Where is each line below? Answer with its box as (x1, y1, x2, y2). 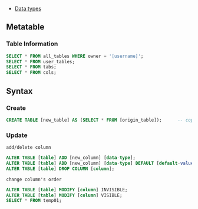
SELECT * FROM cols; (6, 70, 57, 76)
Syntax (6, 86, 33, 96)
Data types (14, 5, 42, 12)
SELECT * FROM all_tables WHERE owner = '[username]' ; (6, 53, 144, 59)
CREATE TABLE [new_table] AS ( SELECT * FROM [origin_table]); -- (6, 117, 183, 123)
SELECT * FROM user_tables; (6, 58, 75, 64)
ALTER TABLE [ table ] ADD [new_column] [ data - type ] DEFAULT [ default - (6, 160, 181, 166)
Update (6, 131, 28, 139)
